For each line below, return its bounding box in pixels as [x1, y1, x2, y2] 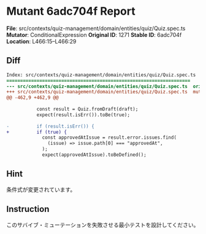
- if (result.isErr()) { [6, 123, 95, 130]
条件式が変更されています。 [6, 185, 76, 193]
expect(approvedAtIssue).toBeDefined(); [42, 152, 147, 158]
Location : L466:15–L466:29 [6, 37, 77, 45]
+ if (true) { [6, 129, 67, 135]
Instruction [6, 204, 50, 214]
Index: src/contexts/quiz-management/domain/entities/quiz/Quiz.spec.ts [6, 72, 196, 78]
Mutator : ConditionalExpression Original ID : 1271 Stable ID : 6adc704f [6, 31, 182, 38]
